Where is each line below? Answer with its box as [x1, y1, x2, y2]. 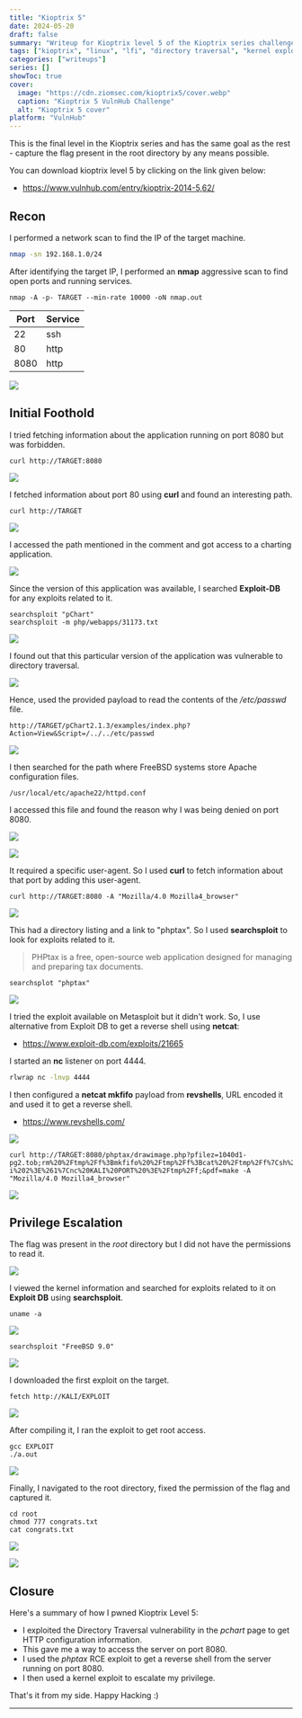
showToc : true [9, 72, 63, 81]
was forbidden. [9, 439, 66, 450]
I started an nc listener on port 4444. [9, 1055, 147, 1066]
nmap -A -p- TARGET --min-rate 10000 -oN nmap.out [9, 293, 203, 302]
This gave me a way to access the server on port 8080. [22, 1644, 227, 1655]
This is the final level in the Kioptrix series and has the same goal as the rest [9, 138, 290, 149]
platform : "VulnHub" [9, 113, 87, 122]
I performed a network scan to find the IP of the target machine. [9, 232, 246, 243]
